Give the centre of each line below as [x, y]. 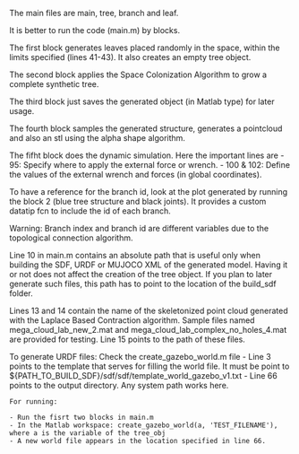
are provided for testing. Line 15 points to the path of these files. [128, 339]
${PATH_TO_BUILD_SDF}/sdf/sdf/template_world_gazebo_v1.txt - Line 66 [143, 375]
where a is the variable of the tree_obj [88, 433]
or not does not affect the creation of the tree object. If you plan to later [141, 274]
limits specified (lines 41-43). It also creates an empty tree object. [130, 57]
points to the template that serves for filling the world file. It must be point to [149, 366]
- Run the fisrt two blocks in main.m [81, 417]
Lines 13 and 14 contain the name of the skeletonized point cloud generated [149, 310]
